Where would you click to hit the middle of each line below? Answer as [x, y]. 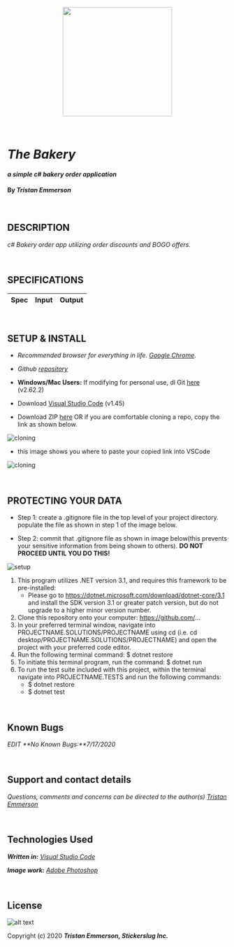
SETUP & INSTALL [47, 339]
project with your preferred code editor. [74, 648]
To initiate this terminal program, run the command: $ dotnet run [110, 662]
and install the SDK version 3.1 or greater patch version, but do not [123, 603]
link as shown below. [47, 425]
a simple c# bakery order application [62, 174]
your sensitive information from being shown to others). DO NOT [110, 546]
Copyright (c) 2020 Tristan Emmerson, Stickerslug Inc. [88, 936]
